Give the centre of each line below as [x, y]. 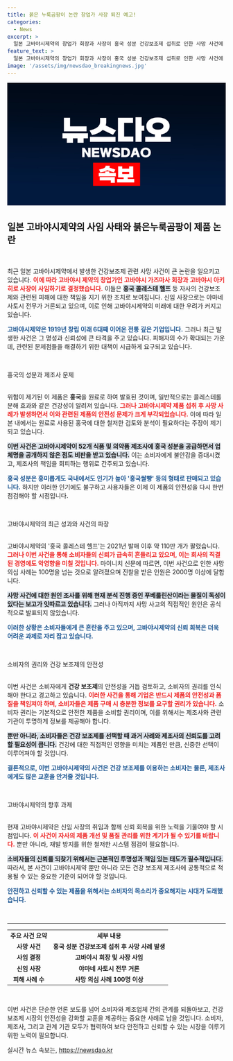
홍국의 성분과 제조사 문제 [41, 375]
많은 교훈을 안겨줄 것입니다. [62, 777]
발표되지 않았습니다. [52, 613]
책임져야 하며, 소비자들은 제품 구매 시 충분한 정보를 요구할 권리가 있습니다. [118, 704]
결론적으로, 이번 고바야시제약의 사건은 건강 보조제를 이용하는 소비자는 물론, [107, 768]
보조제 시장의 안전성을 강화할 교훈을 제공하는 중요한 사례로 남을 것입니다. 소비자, [115, 1018]
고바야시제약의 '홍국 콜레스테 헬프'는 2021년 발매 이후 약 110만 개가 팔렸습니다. [114, 546]
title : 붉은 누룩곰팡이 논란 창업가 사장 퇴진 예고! [72, 15]
